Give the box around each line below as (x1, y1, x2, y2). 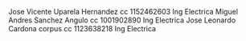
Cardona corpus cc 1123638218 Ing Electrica (8, 24, 157, 33)
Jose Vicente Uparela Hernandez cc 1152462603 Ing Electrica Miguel (8, 7, 239, 16)
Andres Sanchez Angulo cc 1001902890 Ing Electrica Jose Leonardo (8, 15, 236, 25)
